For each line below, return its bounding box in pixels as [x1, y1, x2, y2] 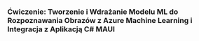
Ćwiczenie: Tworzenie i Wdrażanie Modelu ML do [7, 7, 179, 17]
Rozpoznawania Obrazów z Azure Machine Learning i [7, 15, 193, 25]
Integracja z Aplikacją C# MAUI [7, 24, 116, 34]
